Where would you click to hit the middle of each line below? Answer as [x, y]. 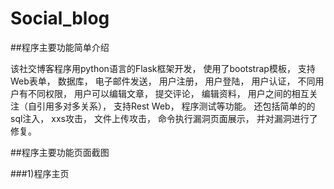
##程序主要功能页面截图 [60, 152]
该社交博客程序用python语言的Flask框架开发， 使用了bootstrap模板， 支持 [163, 68]
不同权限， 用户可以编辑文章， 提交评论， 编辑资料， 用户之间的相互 [168, 93]
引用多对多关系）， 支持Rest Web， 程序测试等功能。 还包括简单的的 [176, 106]
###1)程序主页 [40, 173]
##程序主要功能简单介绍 [60, 47]
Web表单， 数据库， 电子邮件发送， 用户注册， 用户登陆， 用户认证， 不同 [163, 81]
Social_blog [60, 18]
